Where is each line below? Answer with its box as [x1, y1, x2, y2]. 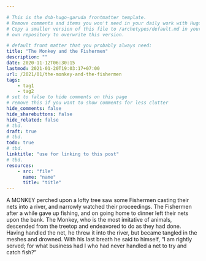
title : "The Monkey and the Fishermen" [6, 49, 109, 55]
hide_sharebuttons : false [6, 111, 72, 117]
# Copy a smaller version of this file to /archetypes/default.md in [6, 26, 188, 32]
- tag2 [17, 88, 34, 95]
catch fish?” [6, 249, 37, 256]
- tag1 [17, 82, 34, 89]
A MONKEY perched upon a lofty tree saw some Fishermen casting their [6, 197, 189, 204]
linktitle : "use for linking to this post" [6, 151, 120, 157]
